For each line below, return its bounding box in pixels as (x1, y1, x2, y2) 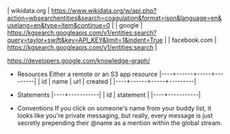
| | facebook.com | (164, 36, 217, 44)
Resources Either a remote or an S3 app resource (17, 70, 158, 78)
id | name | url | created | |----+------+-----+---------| (41, 77, 197, 86)
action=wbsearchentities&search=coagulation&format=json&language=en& (7, 14, 222, 22)
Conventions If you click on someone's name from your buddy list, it (17, 104, 212, 112)
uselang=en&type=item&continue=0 (7, 21, 111, 29)
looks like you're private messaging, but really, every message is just (17, 111, 213, 119)
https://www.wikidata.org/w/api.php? (51, 7, 157, 15)
